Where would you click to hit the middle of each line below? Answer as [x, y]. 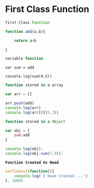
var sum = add [20, 68]
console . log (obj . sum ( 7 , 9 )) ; [34, 153]
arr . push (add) [20, 103]
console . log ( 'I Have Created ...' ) [51, 176]
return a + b [25, 40]
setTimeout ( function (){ [30, 171]
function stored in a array [34, 85]
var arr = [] [19, 94]
